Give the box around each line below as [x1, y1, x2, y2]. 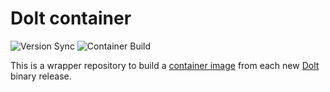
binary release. [10, 70, 72, 82]
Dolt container [10, 7, 132, 30]
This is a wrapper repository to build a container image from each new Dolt [10, 59, 320, 71]
